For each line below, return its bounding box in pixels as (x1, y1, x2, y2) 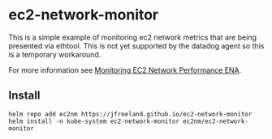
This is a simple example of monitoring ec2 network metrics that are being (8, 32, 257, 42)
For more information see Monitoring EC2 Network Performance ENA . (8, 65, 242, 74)
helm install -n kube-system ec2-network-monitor (8, 117, 180, 125)
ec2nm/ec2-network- (182, 117, 249, 125)
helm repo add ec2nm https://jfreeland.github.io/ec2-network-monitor (8, 110, 253, 118)
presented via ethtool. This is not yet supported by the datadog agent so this (8, 40, 265, 50)
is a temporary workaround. (8, 49, 101, 59)
